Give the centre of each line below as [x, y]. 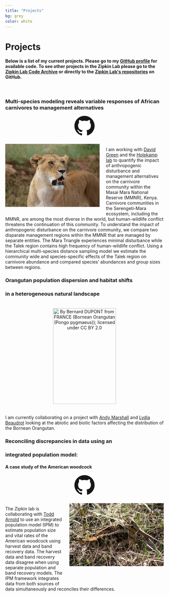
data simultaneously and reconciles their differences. [60, 589]
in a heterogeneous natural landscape [52, 294]
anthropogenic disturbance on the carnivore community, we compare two [82, 230]
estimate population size [31, 530]
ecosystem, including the [132, 214]
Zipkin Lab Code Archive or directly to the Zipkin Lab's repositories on [80, 72]
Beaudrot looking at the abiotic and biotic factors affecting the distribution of [84, 423]
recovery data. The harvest [33, 552]
